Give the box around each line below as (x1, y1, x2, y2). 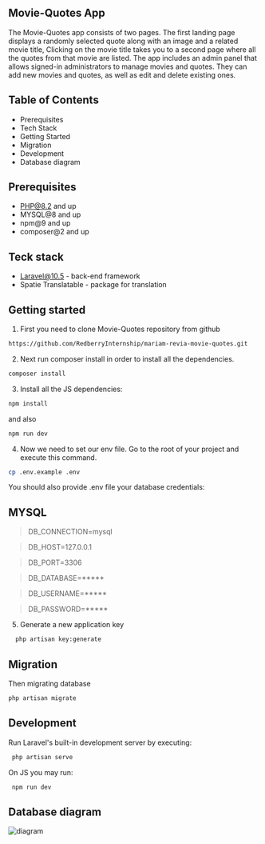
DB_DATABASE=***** (27, 574, 105, 583)
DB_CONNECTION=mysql (27, 527, 113, 537)
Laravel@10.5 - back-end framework (19, 271, 141, 281)
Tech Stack (19, 123, 57, 133)
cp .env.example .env (8, 468, 81, 476)
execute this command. (19, 452, 97, 462)
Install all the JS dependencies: (19, 384, 123, 394)
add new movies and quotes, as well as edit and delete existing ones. (8, 70, 236, 79)
